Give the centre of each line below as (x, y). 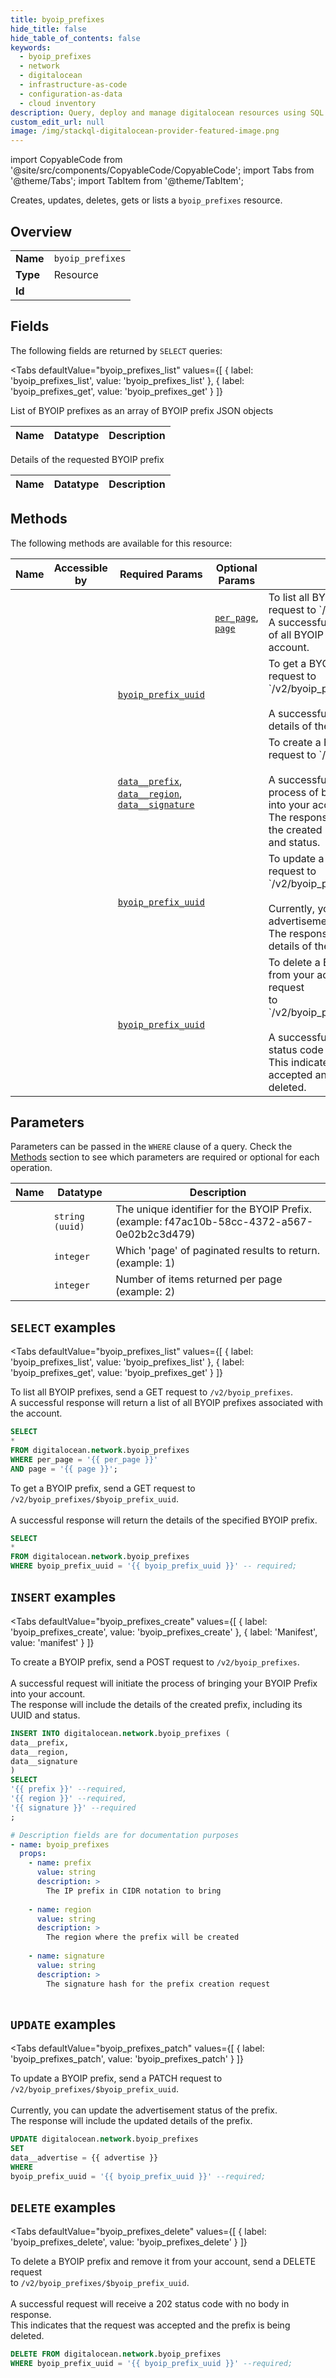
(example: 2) (145, 1292)
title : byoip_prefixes (57, 19)
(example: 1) (145, 1263)
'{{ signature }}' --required (73, 1807)
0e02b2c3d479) (155, 1234)
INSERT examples (63, 1597)
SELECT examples (63, 1327)
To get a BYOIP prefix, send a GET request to (103, 1488)
